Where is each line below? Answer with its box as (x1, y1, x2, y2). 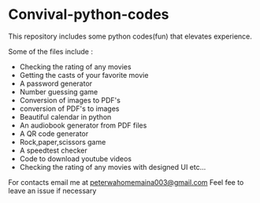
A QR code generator (19, 128, 89, 138)
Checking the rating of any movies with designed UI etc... (19, 162, 206, 172)
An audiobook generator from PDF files (19, 120, 147, 130)
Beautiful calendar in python (19, 112, 112, 121)
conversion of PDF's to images (19, 104, 120, 113)
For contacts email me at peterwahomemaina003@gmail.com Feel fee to (8, 177, 244, 186)
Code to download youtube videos (19, 153, 132, 163)
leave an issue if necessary (8, 186, 97, 195)
